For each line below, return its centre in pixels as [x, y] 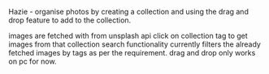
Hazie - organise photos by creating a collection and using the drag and [129, 12]
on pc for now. [33, 61]
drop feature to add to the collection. [70, 20]
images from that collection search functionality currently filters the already [135, 44]
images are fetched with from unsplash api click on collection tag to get [128, 36]
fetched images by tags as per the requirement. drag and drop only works [132, 53]
